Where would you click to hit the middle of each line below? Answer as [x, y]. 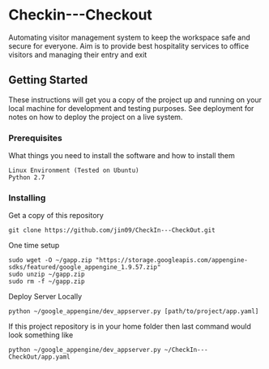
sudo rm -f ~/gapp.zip [47, 281]
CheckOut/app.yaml [39, 357]
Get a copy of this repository [56, 216]
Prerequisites [35, 138]
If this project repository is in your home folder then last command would [130, 327]
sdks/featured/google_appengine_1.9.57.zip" [85, 268]
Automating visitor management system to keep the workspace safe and [130, 37]
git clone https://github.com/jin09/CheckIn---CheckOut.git [112, 230]
